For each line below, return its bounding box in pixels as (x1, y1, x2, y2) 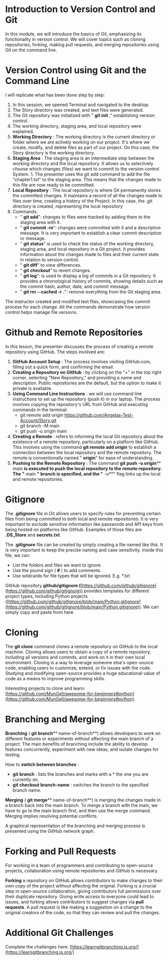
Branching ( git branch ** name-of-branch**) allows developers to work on (5, 730, 161, 736)
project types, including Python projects (5, 593, 88, 599)
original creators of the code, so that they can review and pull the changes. (5, 909, 160, 915)
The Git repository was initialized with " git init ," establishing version (12, 112, 155, 118)
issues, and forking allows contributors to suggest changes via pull (5, 899, 144, 905)
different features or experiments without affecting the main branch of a (5, 736, 154, 742)
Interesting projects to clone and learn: (5, 685, 85, 691)
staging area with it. (20, 219, 61, 225)
